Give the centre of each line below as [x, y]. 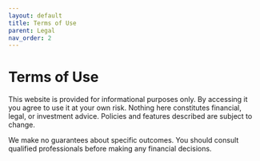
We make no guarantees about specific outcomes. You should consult [124, 140]
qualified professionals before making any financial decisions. [110, 149]
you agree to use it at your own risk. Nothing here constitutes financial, [125, 108]
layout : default [35, 16]
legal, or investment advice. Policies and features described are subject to [130, 116]
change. [22, 125]
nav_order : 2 [30, 38]
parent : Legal [32, 30]
